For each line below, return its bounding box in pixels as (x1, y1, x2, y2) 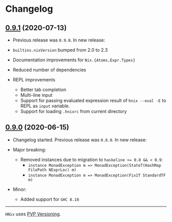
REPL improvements (12, 77, 55, 82)
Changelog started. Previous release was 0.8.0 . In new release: (12, 137, 147, 143)
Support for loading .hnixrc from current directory (20, 108, 127, 114)
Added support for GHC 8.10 (20, 196, 79, 202)
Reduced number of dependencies (12, 67, 87, 73)
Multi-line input (20, 92, 53, 98)
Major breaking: (12, 146, 47, 152)
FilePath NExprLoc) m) (28, 167, 77, 172)
